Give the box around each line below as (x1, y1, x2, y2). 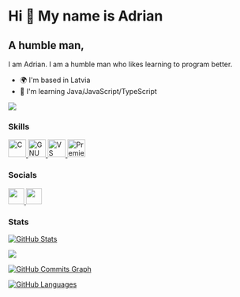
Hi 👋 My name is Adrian (8, 7, 163, 25)
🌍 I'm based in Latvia (19, 75, 91, 85)
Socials (8, 170, 37, 181)
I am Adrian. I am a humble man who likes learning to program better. (8, 59, 233, 69)
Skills (8, 121, 30, 132)
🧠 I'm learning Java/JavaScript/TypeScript (19, 87, 158, 96)
